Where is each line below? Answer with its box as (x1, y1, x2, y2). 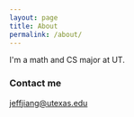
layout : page (9, 13, 58, 22)
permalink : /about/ (9, 30, 83, 39)
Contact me (9, 77, 62, 90)
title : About (9, 22, 58, 31)
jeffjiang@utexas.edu (9, 97, 88, 108)
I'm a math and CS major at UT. (9, 55, 126, 66)
